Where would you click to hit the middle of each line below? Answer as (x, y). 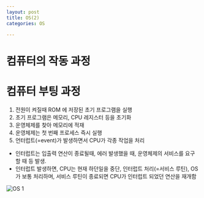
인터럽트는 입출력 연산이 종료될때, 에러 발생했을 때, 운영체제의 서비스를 (99, 153)
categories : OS (26, 23)
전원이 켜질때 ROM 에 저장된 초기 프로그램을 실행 (74, 109)
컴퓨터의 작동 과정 (48, 61)
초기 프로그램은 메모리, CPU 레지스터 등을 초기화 (73, 117)
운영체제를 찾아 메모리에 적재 (50, 125)
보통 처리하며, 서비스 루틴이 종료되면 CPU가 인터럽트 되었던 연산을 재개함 (109, 176)
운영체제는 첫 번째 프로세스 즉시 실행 (59, 132)
